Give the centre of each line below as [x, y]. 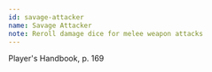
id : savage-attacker [47, 17]
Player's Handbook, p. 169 [56, 59]
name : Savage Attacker [50, 25]
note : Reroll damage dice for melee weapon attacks [106, 33]
